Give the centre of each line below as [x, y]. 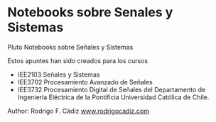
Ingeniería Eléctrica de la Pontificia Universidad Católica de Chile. [113, 97]
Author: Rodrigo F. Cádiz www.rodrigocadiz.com [78, 111]
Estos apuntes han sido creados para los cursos [77, 60]
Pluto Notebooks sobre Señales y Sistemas [70, 47]
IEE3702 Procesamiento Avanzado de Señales [85, 82]
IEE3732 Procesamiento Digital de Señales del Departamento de [112, 89]
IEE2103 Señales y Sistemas [59, 74]
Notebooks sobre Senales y [90, 12]
